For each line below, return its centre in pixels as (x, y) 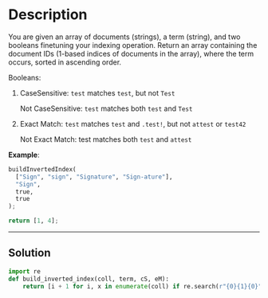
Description (48, 15)
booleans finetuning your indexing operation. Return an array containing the (133, 45)
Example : (24, 155)
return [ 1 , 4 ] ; (33, 221)
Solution (30, 253)
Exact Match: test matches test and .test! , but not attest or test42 (133, 124)
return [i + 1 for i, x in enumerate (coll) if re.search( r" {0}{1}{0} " (142, 286)
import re (25, 271)
